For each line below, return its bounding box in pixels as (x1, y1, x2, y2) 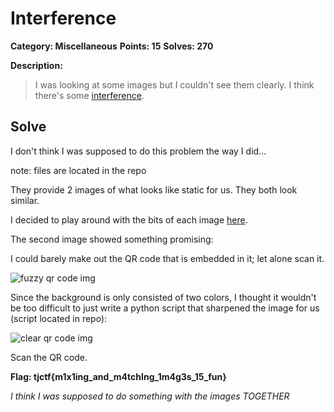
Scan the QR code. (10, 351, 88, 363)
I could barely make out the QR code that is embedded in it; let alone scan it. (10, 252, 325, 264)
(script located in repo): (10, 312, 108, 324)
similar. (10, 194, 40, 206)
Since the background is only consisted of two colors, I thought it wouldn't (10, 291, 317, 303)
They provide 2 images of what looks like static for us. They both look (10, 183, 298, 196)
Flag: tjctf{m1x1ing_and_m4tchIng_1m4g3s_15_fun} (10, 370, 227, 382)
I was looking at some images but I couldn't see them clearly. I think (34, 78, 315, 91)
